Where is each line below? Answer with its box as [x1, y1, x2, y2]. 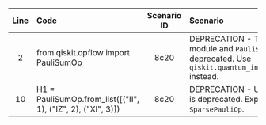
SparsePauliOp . [188, 104, 245, 114]
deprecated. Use [188, 53, 252, 64]
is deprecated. [188, 94, 243, 104]
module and [188, 44, 234, 54]
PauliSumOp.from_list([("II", [36, 94, 140, 104]
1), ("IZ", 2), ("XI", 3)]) [36, 104, 120, 114]
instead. [188, 71, 219, 81]
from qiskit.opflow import [36, 47, 131, 58]
